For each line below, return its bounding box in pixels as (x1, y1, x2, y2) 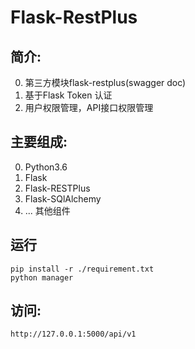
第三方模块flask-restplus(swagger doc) (24, 77, 187, 88)
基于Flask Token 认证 (24, 89, 113, 101)
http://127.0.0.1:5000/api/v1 (10, 329, 137, 340)
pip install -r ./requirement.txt (10, 264, 155, 274)
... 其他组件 (24, 204, 71, 216)
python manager (10, 272, 74, 283)
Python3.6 (24, 161, 68, 173)
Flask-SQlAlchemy (24, 192, 102, 205)
